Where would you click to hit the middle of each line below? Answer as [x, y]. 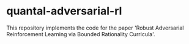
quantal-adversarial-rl [64, 11]
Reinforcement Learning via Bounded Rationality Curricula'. [81, 34]
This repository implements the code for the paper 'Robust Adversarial [95, 28]
